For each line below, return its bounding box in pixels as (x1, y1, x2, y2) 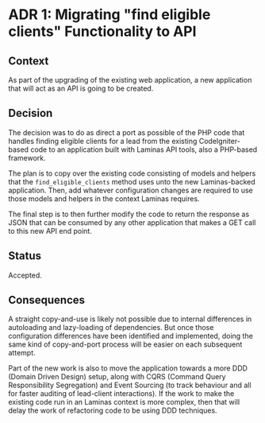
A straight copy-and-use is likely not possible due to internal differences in (8, 314, 252, 324)
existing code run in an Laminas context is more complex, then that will (8, 398, 240, 407)
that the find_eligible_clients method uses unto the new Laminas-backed (8, 177, 255, 186)
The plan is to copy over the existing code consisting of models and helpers (8, 169, 256, 178)
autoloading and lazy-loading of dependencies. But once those (8, 323, 214, 332)
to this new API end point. (8, 226, 93, 235)
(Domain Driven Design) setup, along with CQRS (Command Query (8, 372, 226, 382)
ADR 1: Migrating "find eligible (8, 6, 211, 24)
